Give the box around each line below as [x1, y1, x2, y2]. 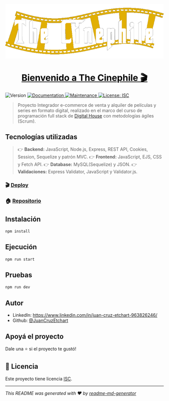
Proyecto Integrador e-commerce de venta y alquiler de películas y [17, 102, 156, 108]
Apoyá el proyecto [5, 332, 64, 340]
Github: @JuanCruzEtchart [12, 317, 68, 324]
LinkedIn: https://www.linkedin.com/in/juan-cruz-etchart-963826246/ [12, 312, 157, 318]
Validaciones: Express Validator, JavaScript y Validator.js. [17, 168, 138, 175]
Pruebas [5, 271, 33, 279]
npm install [5, 229, 30, 234]
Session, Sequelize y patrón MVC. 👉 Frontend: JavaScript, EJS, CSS [17, 154, 162, 160]
